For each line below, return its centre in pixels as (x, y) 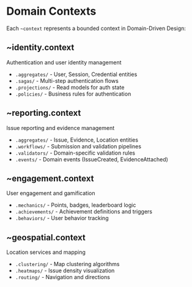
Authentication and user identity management (64, 62)
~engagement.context (50, 178)
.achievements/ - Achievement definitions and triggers (84, 212)
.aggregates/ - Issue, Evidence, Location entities (77, 140)
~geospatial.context (46, 237)
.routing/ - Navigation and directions (62, 277)
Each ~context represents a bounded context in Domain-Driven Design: (96, 28)
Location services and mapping (46, 252)
